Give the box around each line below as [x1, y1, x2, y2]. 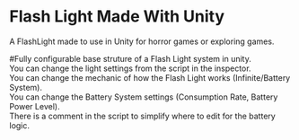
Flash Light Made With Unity [9, 6, 225, 27]
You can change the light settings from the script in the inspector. [9, 63, 251, 74]
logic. [9, 119, 30, 131]
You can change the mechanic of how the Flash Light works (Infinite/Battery [9, 72, 291, 83]
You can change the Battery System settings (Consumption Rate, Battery [9, 92, 278, 102]
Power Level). [9, 101, 60, 111]
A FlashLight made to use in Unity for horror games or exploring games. [9, 36, 275, 47]
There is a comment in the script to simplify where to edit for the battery [9, 110, 276, 121]
